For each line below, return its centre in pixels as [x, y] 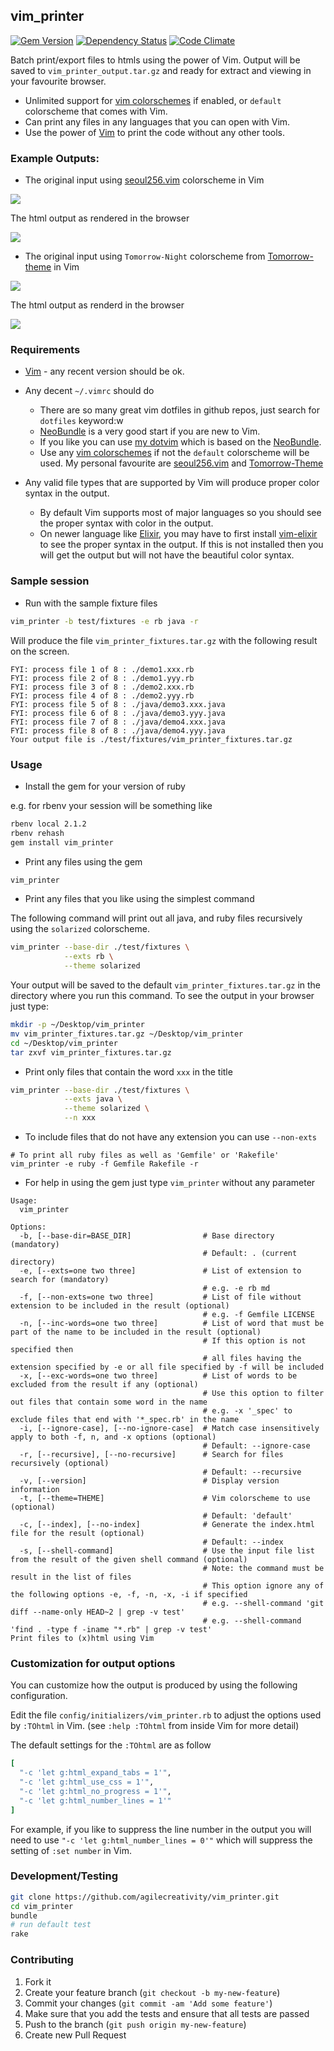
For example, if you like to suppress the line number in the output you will [161, 1829]
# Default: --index [243, 1542]
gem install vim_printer [62, 842]
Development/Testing [64, 1876]
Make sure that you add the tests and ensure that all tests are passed [167, 2013]
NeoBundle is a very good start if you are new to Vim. [150, 431]
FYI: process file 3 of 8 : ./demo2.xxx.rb [102, 687]
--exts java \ [93, 1099]
